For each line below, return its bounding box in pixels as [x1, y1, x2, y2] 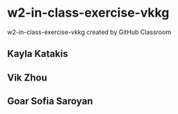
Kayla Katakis [7, 48, 68, 60]
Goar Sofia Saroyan [7, 95, 93, 107]
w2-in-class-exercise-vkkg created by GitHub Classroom [7, 28, 172, 36]
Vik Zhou [7, 72, 47, 83]
